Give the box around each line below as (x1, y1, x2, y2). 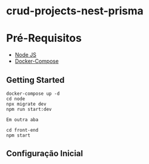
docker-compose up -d (6, 91, 60, 97)
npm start (6, 132, 31, 138)
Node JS (14, 51, 37, 58)
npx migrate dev (6, 101, 46, 107)
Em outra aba (6, 116, 39, 123)
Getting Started (6, 75, 65, 85)
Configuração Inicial (6, 148, 83, 159)
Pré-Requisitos (6, 32, 82, 45)
